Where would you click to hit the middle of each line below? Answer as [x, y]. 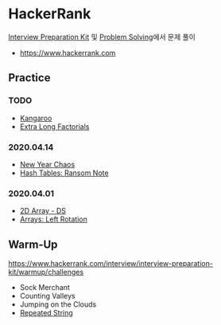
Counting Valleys [47, 296]
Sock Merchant [45, 288]
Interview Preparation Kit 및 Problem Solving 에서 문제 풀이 [102, 37]
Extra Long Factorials [54, 126]
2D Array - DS [43, 211]
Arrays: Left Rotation [53, 219]
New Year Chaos [47, 164]
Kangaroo [36, 118]
